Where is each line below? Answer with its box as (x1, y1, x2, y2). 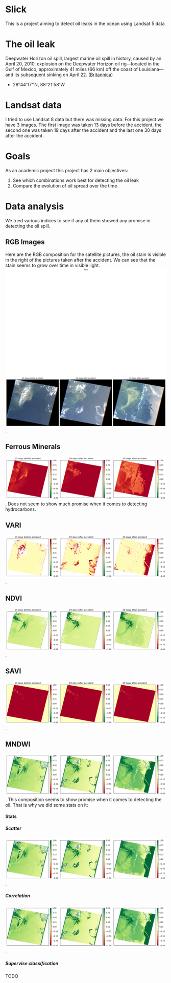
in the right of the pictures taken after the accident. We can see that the (5, 256, 156, 263)
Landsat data (5, 100, 62, 111)
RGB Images (5, 238, 45, 246)
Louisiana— (139, 66, 164, 72)
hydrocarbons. (5, 506, 36, 512)
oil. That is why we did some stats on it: (5, 802, 88, 808)
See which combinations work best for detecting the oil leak (12, 177, 139, 183)
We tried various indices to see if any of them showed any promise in (5, 217, 151, 223)
